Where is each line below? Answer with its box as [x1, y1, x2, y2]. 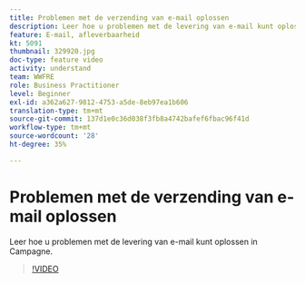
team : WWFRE [9, 73, 54, 82]
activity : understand [9, 64, 92, 73]
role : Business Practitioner [9, 81, 120, 90]
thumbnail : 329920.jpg [9, 47, 95, 56]
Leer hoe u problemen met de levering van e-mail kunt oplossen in [9, 236, 259, 247]
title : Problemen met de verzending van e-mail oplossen [9, 13, 230, 23]
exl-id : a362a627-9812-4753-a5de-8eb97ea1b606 [9, 97, 189, 107]
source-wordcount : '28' [9, 132, 100, 141]
